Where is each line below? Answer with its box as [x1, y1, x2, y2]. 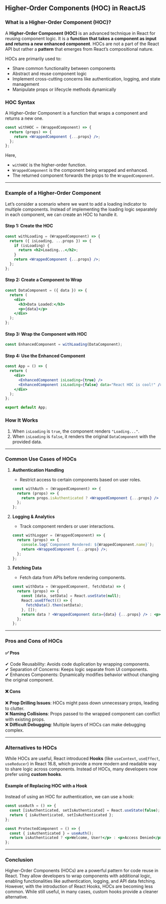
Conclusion [5, 856, 34, 863]
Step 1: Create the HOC [5, 223, 53, 229]
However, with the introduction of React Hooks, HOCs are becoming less [5, 884, 153, 890]
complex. [5, 727, 24, 733]
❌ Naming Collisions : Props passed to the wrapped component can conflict [5, 710, 160, 717]
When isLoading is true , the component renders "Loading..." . [12, 428, 140, 434]
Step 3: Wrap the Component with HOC [5, 331, 87, 337]
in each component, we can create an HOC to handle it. [5, 211, 118, 218]
